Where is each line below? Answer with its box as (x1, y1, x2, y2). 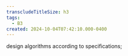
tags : (6, 15, 20, 21)
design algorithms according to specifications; (6, 43, 123, 50)
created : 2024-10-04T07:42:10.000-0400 (6, 26, 107, 32)
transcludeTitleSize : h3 (6, 9, 69, 15)
